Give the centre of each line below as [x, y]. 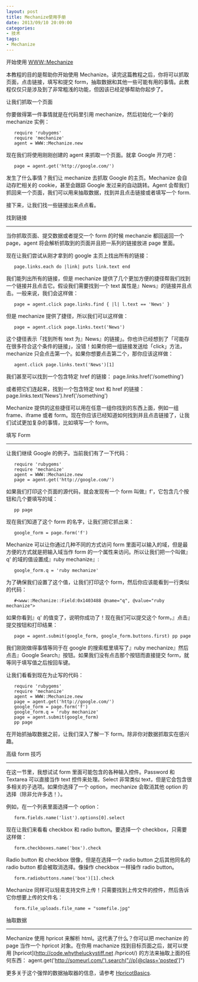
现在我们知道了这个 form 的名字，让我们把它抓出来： [70, 521]
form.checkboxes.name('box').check [57, 848]
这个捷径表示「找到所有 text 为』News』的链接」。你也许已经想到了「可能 [95, 339]
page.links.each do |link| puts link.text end [72, 267]
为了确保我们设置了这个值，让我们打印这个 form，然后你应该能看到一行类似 [98, 582]
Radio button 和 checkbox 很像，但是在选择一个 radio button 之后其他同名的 [98, 859]
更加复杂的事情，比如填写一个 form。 [67, 422]
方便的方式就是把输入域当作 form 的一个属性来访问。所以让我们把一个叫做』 [98, 551]
